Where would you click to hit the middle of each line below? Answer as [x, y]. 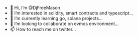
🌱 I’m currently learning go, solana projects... [56, 18]
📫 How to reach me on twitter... [43, 29]
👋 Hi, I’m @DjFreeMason [35, 8]
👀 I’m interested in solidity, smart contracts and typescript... [72, 13]
